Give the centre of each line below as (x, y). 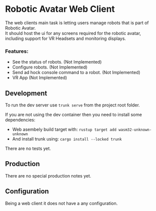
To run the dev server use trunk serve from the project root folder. (73, 105)
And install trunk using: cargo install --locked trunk (67, 139)
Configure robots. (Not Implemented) (50, 67)
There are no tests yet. (28, 148)
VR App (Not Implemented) (40, 78)
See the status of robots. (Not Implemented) (57, 62)
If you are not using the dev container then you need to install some (74, 115)
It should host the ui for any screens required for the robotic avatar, (73, 33)
